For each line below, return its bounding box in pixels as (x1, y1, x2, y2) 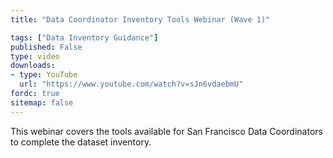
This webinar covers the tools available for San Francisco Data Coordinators (10, 125, 323, 137)
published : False (10, 42, 83, 52)
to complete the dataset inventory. (10, 136, 152, 148)
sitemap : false (10, 97, 74, 108)
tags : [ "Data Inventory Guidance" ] (10, 32, 159, 43)
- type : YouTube (10, 70, 78, 80)
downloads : (10, 61, 56, 71)
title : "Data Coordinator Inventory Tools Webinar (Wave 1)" (10, 14, 271, 25)
